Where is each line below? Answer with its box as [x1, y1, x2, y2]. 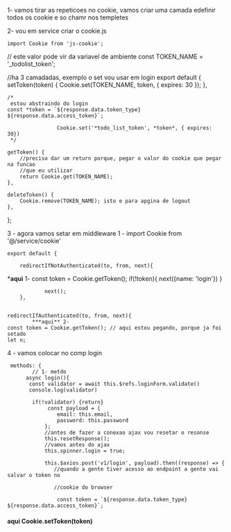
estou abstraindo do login [10, 100, 89, 107]
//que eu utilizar [19, 167, 73, 174]
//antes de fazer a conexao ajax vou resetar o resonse [44, 429, 209, 436]
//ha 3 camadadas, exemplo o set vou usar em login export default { [7, 73, 202, 81]
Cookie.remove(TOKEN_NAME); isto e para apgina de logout [19, 198, 191, 204]
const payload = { [47, 405, 101, 412]
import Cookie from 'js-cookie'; [7, 40, 104, 47]
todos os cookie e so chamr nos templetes [7, 13, 129, 22]
